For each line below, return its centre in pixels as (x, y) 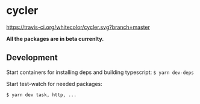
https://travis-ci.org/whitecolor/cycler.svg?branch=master (78, 27)
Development (32, 58)
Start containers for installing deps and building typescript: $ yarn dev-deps (100, 72)
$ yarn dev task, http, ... (42, 95)
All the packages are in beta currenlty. (55, 38)
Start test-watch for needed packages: (54, 84)
